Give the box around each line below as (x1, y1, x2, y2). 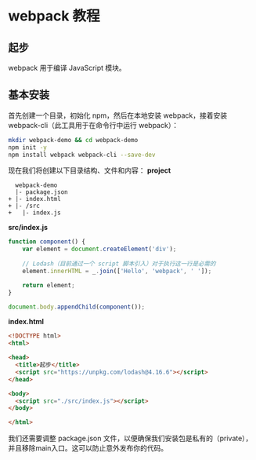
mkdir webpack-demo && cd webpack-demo (8, 136, 139, 144)
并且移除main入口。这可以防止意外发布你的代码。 (8, 444, 168, 453)
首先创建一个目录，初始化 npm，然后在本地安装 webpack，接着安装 (8, 111, 228, 120)
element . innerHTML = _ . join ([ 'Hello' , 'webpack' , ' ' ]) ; (22, 267, 212, 275)
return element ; (22, 281, 76, 289)
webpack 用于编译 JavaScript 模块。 (8, 64, 127, 72)
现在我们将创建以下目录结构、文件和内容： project (8, 166, 171, 175)
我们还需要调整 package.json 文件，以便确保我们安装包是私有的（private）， (8, 433, 253, 444)
